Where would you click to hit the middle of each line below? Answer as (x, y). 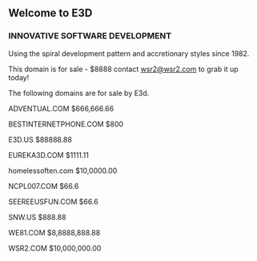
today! (19, 77)
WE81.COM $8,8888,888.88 (54, 232)
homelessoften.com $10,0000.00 (63, 171)
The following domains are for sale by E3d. (79, 93)
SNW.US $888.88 (37, 217)
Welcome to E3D (50, 13)
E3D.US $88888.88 (40, 139)
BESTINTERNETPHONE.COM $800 (66, 124)
